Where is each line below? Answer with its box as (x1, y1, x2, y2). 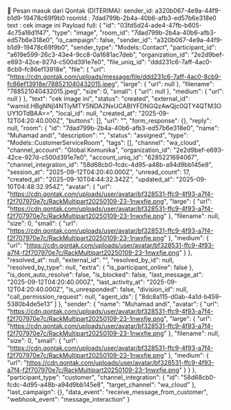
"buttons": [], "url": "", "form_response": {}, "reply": (65, 117, 212, 124)
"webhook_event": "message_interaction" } (7, 396, 130, 403)
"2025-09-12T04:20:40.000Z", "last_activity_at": (7, 278, 145, 286)
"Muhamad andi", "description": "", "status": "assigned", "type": (7, 131, 188, 139)
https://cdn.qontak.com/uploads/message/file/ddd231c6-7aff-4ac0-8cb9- (10, 72, 222, 81)
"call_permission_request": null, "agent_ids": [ (7, 293, 138, 300)
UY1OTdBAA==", (7, 109, 54, 117)
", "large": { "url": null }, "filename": (114, 80, 214, 88)
